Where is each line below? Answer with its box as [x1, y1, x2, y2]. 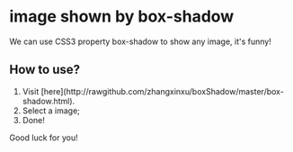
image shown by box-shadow [9, 6, 235, 27]
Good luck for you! [9, 132, 78, 143]
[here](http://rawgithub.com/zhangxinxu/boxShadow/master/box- [40, 85, 285, 96]
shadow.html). [22, 95, 75, 106]
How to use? [9, 62, 81, 77]
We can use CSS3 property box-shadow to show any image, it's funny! [9, 36, 272, 47]
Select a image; [22, 105, 81, 116]
